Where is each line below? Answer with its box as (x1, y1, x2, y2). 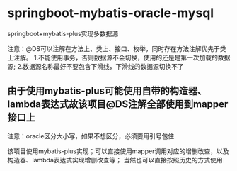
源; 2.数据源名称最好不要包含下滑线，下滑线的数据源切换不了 (7, 62, 184, 70)
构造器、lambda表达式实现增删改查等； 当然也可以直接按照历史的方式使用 (7, 155, 223, 164)
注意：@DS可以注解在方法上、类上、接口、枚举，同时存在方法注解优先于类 (7, 44, 226, 53)
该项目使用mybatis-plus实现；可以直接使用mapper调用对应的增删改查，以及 (7, 147, 229, 155)
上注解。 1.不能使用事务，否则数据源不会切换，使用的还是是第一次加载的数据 (7, 53, 231, 62)
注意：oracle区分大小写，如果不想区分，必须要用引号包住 (7, 131, 175, 140)
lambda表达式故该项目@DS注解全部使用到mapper (7, 98, 229, 111)
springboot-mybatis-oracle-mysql (7, 5, 214, 21)
